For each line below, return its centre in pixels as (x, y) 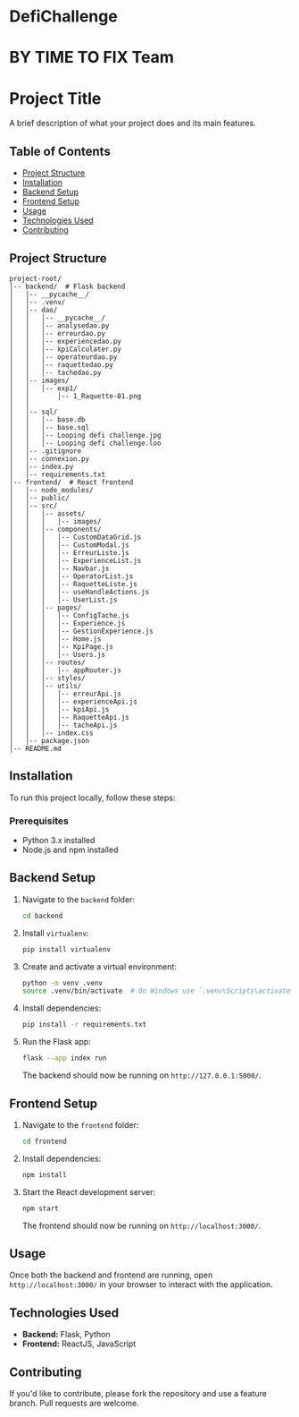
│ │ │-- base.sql (50, 427)
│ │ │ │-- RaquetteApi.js (69, 717)
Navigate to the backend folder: (79, 899)
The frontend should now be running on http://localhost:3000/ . (141, 1225)
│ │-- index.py (42, 466)
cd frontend (44, 1141)
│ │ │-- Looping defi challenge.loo (86, 443)
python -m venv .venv (62, 983)
